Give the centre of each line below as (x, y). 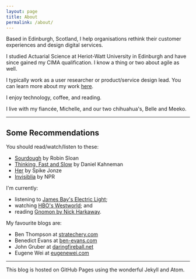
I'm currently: (22, 188)
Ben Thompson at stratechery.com (56, 235)
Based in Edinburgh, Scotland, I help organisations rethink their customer (94, 39)
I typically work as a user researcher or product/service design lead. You (94, 80)
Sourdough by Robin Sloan (47, 158)
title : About (22, 17)
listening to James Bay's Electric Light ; (61, 200)
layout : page (22, 11)
